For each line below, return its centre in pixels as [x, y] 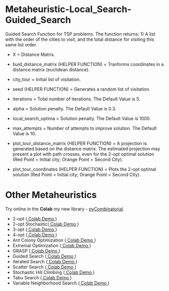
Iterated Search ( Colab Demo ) [45, 261]
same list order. [21, 44]
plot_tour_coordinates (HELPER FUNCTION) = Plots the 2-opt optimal [84, 169]
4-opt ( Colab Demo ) [35, 235]
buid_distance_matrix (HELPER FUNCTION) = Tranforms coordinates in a [88, 64]
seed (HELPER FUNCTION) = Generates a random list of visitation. [81, 89]
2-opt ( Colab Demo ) [35, 218]
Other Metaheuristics [51, 195]
